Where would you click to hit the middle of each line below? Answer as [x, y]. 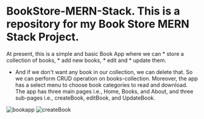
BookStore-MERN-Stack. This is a [93, 11]
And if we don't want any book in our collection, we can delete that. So [104, 72]
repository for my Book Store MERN [98, 24]
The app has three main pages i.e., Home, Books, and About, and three [104, 91]
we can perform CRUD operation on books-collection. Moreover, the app [106, 78]
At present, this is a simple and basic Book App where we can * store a [95, 53]
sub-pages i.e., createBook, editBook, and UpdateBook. [85, 98]
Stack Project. [43, 37]
